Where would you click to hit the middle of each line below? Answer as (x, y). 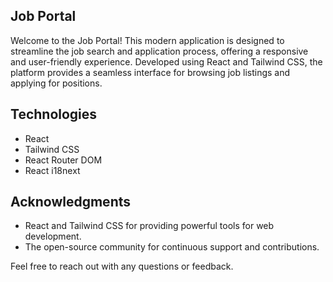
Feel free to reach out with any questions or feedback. (122, 266)
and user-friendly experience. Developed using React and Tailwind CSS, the (166, 61)
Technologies (54, 114)
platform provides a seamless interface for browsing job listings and (150, 72)
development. (53, 236)
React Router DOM (63, 160)
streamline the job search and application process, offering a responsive (159, 51)
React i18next (52, 170)
